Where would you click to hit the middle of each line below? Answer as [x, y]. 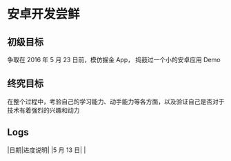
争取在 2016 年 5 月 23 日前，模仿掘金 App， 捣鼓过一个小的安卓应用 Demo [114, 60]
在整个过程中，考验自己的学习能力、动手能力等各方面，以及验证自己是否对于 [116, 102]
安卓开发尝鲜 [44, 14]
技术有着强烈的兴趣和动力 [43, 110]
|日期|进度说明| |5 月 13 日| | [47, 150]
